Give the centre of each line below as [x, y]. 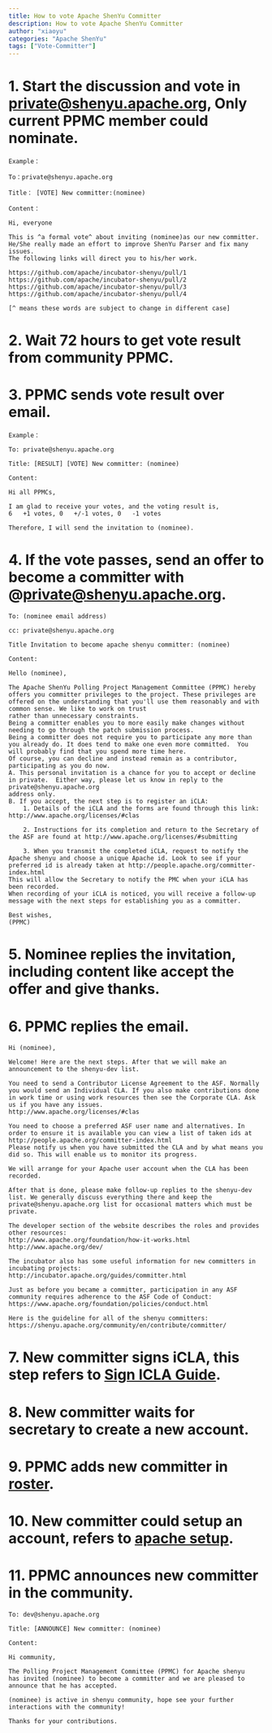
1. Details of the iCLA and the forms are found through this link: [141, 809]
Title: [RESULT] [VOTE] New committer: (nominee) [94, 464]
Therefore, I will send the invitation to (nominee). [101, 528]
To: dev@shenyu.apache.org [54, 1614]
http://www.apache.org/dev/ [56, 1247]
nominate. [43, 138]
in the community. [71, 1593]
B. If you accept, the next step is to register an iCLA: [108, 802]
